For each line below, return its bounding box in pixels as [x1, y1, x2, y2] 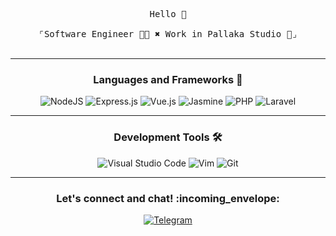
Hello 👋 [149, 9, 187, 19]
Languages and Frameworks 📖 [93, 72, 243, 86]
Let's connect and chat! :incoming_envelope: [56, 191, 280, 205]
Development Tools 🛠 [113, 130, 223, 144]
